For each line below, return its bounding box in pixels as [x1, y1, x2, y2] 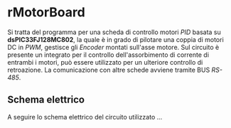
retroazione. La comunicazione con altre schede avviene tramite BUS [7, 65, 210, 74]
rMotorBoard [7, 4, 85, 21]
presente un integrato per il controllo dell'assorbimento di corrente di [7, 50, 210, 59]
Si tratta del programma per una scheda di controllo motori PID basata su [7, 28, 222, 36]
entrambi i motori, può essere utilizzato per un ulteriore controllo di [7, 58, 203, 66]
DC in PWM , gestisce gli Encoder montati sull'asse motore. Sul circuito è [7, 43, 220, 51]
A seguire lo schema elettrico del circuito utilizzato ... [7, 112, 163, 121]
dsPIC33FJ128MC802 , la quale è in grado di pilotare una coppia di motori [7, 35, 224, 43]
